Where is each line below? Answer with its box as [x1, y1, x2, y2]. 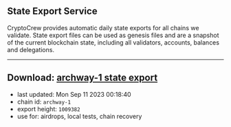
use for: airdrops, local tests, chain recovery [16, 112, 142, 120]
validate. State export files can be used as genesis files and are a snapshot [7, 31, 219, 39]
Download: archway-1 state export [7, 72, 158, 84]
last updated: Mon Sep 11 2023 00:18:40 [16, 90, 132, 98]
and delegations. [7, 45, 55, 54]
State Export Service [7, 5, 98, 17]
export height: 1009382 [16, 104, 80, 113]
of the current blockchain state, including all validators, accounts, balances [7, 38, 220, 47]
